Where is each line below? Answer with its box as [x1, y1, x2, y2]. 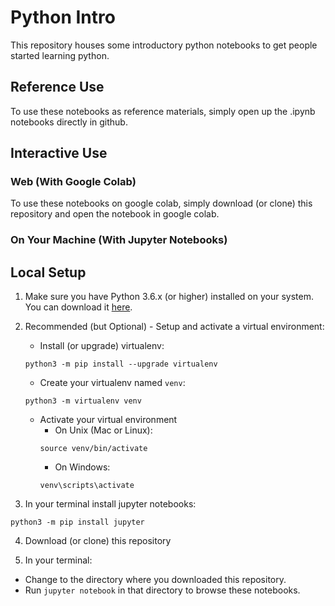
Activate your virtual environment [39, 414, 178, 426]
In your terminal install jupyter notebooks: [24, 498, 197, 510]
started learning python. [10, 49, 110, 61]
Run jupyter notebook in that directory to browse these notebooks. [24, 584, 301, 596]
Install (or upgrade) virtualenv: [39, 340, 165, 352]
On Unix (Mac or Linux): [54, 424, 153, 436]
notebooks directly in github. [10, 116, 128, 128]
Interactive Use [10, 145, 108, 162]
